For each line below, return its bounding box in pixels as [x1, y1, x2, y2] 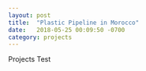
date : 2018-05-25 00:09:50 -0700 [8, 26, 125, 34]
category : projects [8, 33, 73, 41]
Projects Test [8, 55, 51, 64]
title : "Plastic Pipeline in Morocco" [8, 19, 140, 27]
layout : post [8, 11, 51, 20]
